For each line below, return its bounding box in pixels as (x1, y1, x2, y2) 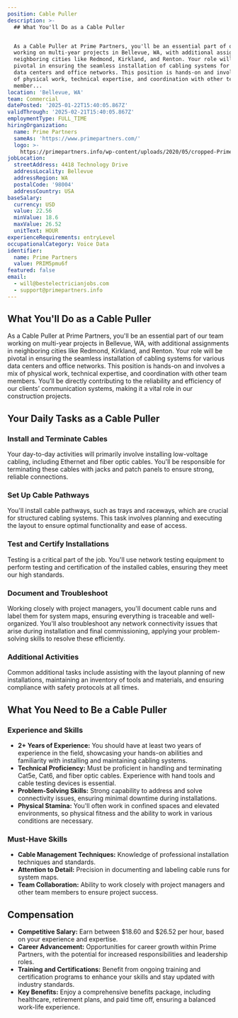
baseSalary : (7, 194, 42, 201)
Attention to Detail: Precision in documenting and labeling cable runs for (17, 865, 230, 874)
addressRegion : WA (13, 175, 69, 182)
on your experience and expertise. (17, 935, 118, 944)
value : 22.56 (13, 207, 52, 215)
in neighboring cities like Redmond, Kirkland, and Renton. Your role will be (7, 347, 223, 355)
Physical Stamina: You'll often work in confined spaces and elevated (17, 802, 220, 809)
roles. (17, 958, 35, 966)
